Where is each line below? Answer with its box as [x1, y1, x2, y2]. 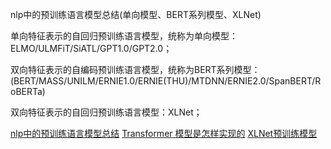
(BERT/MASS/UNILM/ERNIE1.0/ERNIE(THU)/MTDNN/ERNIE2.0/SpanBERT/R [10, 75, 322, 87]
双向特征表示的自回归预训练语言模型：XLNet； [10, 106, 203, 118]
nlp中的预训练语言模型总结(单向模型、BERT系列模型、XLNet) [10, 9, 262, 20]
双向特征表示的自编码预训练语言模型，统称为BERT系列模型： [10, 64, 261, 75]
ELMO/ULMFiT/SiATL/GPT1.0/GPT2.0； [10, 43, 173, 54]
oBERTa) [10, 86, 46, 97]
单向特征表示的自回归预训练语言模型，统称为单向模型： [10, 30, 238, 42]
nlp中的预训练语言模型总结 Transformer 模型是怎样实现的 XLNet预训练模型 [10, 128, 318, 139]
